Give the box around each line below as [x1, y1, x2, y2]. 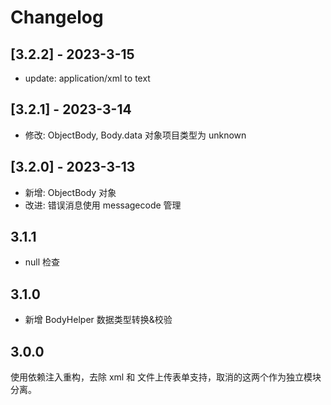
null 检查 [24, 256, 61, 268]
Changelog [10, 6, 104, 29]
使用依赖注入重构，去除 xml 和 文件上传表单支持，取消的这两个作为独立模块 [10, 371, 322, 383]
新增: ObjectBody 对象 [24, 186, 117, 198]
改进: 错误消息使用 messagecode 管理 [24, 199, 182, 211]
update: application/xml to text [24, 72, 151, 84]
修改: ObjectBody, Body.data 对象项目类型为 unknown [24, 129, 247, 141]
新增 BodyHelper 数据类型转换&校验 [24, 314, 173, 326]
